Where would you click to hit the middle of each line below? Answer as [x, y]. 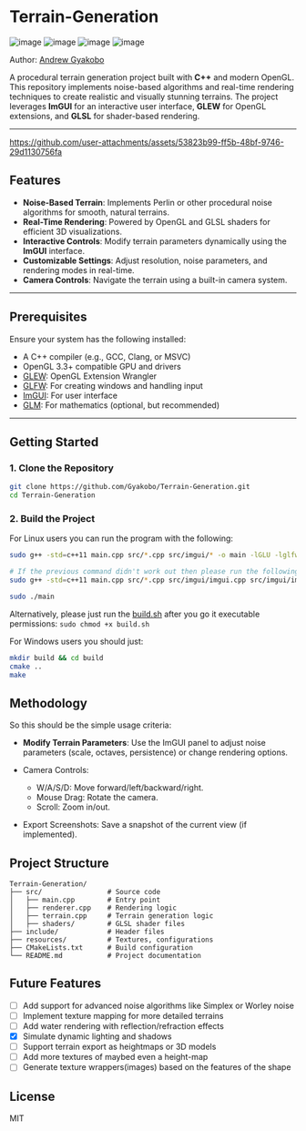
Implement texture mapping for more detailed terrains [123, 1015]
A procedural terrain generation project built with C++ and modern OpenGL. [152, 77]
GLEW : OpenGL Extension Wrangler [90, 376]
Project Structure [59, 863]
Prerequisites [48, 317]
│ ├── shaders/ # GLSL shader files [97, 924]
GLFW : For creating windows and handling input [112, 385]
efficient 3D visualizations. [72, 231]
